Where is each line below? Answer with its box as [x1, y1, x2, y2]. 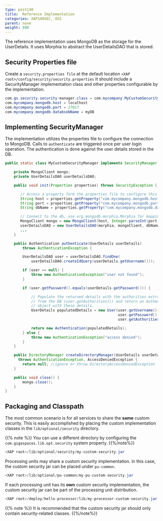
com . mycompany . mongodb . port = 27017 [5, 105, 79, 110]
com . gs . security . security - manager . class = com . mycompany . [5, 96, 125, 100]
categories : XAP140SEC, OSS [5, 16, 62, 21]
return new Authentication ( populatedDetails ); [31, 326, 127, 330]
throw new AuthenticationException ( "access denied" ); [31, 335, 142, 340]
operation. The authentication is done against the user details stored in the [5, 146, 154, 152]
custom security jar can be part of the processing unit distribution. [5, 487, 138, 493]
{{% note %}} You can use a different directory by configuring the [5, 435, 137, 441]
